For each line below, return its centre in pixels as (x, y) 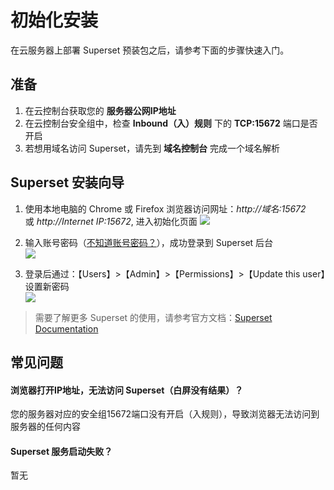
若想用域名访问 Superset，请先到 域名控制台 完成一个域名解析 (152, 148)
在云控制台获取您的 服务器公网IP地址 (100, 110)
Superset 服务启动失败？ (61, 451)
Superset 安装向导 (67, 182)
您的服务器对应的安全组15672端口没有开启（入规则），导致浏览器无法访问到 (165, 414)
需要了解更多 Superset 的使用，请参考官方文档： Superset (153, 317)
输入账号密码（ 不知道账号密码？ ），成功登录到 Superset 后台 (149, 242)
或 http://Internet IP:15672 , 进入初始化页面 (111, 221)
